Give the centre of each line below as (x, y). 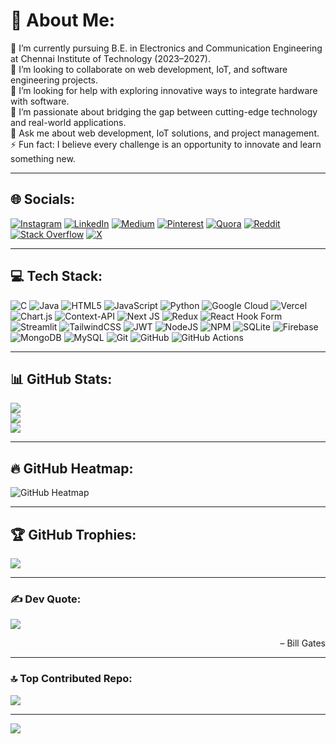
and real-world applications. (68, 122)
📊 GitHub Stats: (61, 379)
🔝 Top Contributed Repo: (71, 679)
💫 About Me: (63, 20)
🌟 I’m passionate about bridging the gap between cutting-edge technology (164, 111)
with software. (40, 101)
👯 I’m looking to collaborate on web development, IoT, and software (149, 69)
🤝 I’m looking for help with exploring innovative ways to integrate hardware (164, 90)
